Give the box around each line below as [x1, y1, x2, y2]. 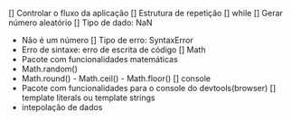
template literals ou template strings [21, 92, 155, 103]
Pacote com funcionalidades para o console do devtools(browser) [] [21, 83, 277, 93]
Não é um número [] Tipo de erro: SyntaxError [21, 35, 193, 45]
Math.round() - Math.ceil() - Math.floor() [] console [21, 73, 212, 84]
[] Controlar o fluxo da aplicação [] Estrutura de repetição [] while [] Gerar [8, 8, 284, 18]
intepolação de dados [21, 102, 103, 112]
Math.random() [21, 63, 79, 74]
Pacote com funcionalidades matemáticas [21, 54, 178, 64]
